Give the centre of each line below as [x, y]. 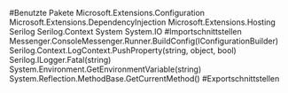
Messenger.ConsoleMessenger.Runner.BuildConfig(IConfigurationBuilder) [144, 41]
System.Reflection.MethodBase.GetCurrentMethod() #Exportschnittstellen [144, 78]
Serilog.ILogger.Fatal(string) [60, 60]
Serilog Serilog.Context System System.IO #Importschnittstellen [125, 31]
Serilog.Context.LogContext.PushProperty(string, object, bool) [123, 50]
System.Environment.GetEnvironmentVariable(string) [105, 69]
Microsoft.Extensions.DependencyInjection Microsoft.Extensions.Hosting [143, 22]
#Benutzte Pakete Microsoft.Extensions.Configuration [107, 13]
